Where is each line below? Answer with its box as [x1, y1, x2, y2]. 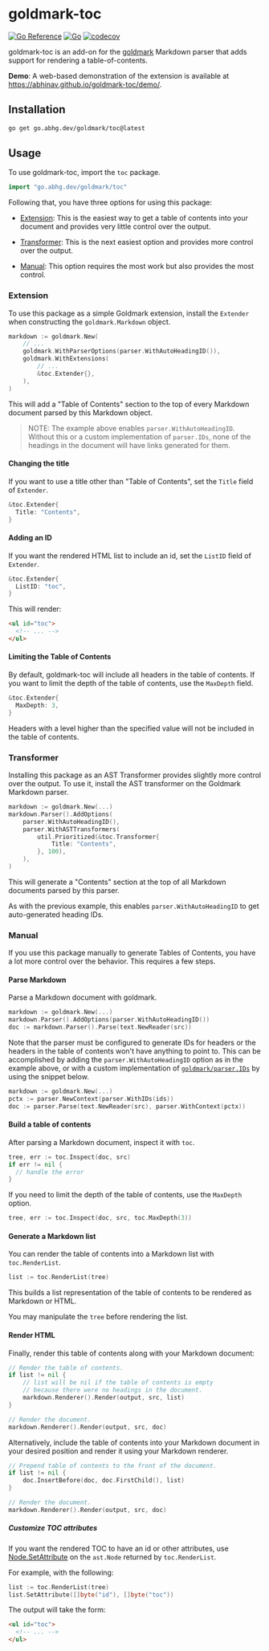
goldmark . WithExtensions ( [22, 355, 110, 363]
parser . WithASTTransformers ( [22, 825, 120, 834]
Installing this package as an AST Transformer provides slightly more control [8, 770, 262, 780]
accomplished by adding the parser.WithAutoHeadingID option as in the [8, 1055, 243, 1065]
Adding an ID [8, 533, 52, 543]
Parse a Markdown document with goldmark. [8, 993, 157, 1002]
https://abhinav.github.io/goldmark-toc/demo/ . [8, 79, 162, 89]
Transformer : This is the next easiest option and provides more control [19, 238, 254, 247]
